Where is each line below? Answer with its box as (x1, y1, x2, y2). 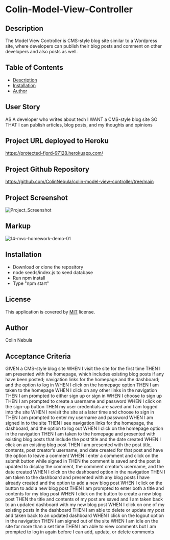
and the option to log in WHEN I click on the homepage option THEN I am (5, 382, 159, 388)
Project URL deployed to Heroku (5, 137, 109, 146)
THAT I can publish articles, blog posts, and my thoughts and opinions (5, 121, 153, 128)
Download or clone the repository (12, 264, 83, 270)
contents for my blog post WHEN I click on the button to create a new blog (5, 491, 162, 497)
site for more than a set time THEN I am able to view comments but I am (5, 524, 157, 530)
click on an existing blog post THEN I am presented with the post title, (5, 442, 152, 448)
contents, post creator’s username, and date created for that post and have (5, 447, 163, 453)
